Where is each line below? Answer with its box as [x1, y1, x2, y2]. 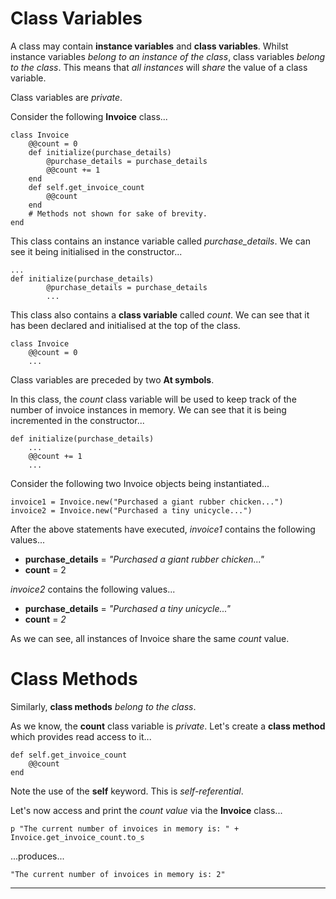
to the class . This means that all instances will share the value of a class [10, 61, 308, 73]
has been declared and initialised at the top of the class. [10, 319, 241, 331]
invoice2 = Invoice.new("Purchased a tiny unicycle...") [10, 505, 253, 516]
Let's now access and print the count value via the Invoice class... [10, 804, 283, 816]
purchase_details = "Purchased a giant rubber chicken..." [24, 553, 265, 565]
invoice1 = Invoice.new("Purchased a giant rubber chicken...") [10, 497, 284, 507]
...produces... [10, 850, 65, 862]
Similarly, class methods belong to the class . [10, 700, 197, 712]
